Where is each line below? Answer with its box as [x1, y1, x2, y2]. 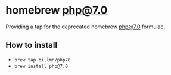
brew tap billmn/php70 [14, 57, 71, 63]
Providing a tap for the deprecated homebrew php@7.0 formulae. [5, 23, 166, 30]
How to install [5, 40, 58, 50]
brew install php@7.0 [14, 63, 68, 69]
